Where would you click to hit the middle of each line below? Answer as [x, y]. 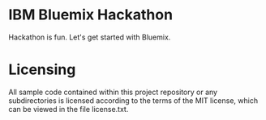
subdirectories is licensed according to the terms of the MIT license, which [133, 100]
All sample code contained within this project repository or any [113, 92]
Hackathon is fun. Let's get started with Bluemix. [90, 37]
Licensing [42, 70]
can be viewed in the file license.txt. [69, 109]
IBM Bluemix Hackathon [90, 15]
